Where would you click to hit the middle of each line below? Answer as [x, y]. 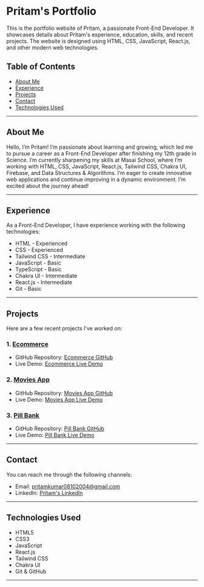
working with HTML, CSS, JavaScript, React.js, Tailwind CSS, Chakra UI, [97, 166]
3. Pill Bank [23, 415]
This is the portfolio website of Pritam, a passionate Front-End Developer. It [100, 28]
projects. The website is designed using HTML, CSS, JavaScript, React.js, [98, 41]
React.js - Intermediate [44, 282]
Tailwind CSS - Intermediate [50, 257]
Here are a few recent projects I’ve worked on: [64, 329]
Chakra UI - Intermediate [46, 276]
